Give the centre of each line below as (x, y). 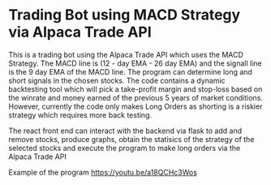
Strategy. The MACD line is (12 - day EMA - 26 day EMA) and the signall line (135, 63)
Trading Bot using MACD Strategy (125, 15)
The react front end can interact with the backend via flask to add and (125, 131)
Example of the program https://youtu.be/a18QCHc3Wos (103, 172)
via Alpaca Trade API (80, 32)
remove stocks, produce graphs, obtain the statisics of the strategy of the (131, 139)
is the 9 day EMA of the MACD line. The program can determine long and (131, 71)
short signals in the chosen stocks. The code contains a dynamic (117, 80)
